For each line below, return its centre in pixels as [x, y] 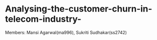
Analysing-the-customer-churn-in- [79, 9]
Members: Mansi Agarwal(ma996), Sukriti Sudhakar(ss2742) [66, 32]
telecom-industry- [43, 19]
